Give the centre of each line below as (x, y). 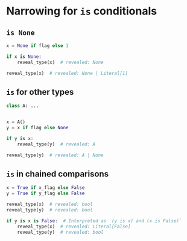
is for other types (40, 92)
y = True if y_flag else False (46, 194)
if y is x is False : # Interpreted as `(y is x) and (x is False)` (94, 221)
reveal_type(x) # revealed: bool (50, 204)
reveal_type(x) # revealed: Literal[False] (74, 227)
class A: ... (23, 106)
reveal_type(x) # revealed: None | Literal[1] (67, 73)
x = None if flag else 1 (37, 46)
